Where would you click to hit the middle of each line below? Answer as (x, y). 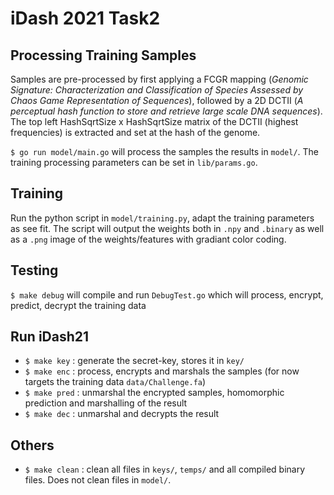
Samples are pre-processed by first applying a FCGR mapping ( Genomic (159, 79)
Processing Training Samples (103, 55)
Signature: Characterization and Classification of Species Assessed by (157, 90)
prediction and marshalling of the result (106, 403)
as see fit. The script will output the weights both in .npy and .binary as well (167, 228)
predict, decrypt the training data (78, 305)
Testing (34, 270)
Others (32, 445)
